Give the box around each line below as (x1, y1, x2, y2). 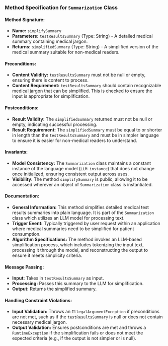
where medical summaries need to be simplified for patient (12, 226, 134, 232)
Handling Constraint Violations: (5, 297, 72, 303)
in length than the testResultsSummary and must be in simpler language (12, 132, 159, 138)
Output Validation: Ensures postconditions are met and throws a (12, 324, 146, 331)
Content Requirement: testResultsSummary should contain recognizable (12, 83, 161, 89)
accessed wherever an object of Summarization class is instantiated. (12, 181, 153, 187)
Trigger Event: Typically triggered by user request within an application (12, 220, 160, 226)
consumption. (12, 231, 41, 237)
